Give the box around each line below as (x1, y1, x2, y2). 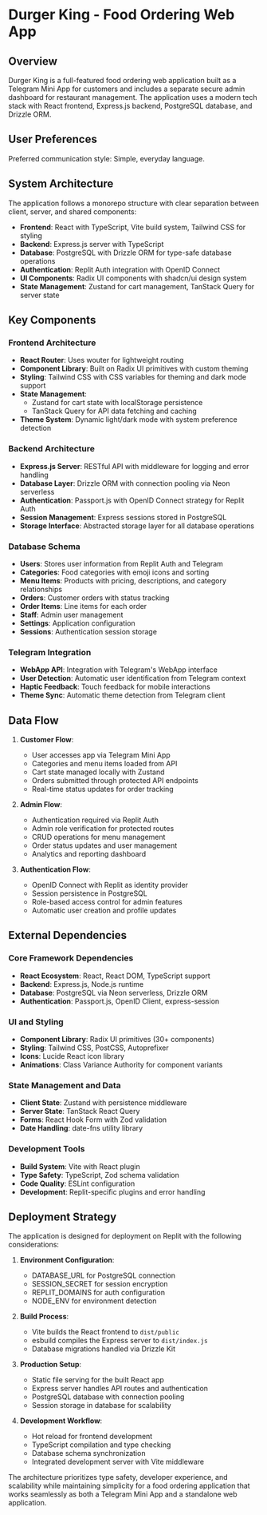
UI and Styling (8, 1016, 64, 1028)
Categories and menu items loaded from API (31, 759, 178, 769)
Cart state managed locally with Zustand (31, 767, 165, 777)
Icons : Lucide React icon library (19, 1052, 125, 1060)
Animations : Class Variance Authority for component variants (19, 1060, 223, 1069)
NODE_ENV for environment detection (31, 1296, 157, 1306)
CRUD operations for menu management (31, 833, 166, 842)
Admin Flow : (19, 800, 62, 809)
